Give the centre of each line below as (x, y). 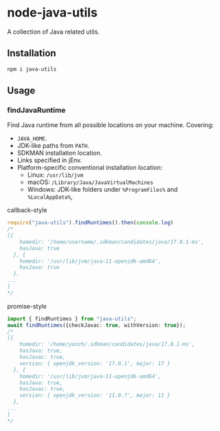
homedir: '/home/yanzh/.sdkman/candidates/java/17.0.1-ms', (107, 344)
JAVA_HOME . (32, 138)
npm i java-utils (32, 69)
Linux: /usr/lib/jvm (55, 175)
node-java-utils (52, 13)
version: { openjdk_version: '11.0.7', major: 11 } (95, 396)
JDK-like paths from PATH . (53, 146)
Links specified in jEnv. (49, 160)
